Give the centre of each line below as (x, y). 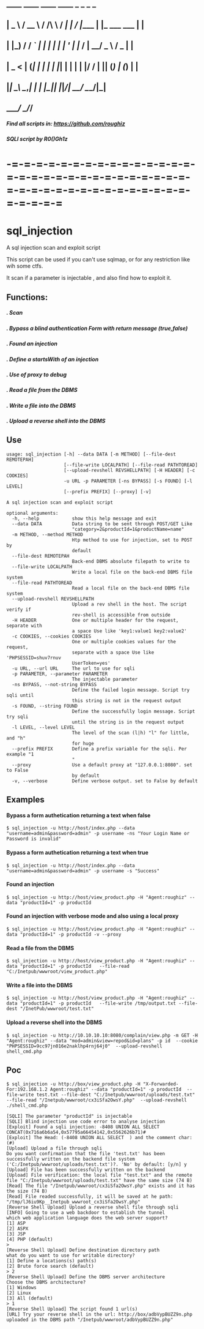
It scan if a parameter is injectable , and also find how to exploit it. (89, 278)
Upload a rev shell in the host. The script (129, 604)
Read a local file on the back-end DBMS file (131, 588)
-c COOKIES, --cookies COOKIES (52, 636)
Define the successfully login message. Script (133, 711)
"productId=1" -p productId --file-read (75, 967)
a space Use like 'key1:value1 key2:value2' (129, 631)
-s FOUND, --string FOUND (45, 706)
